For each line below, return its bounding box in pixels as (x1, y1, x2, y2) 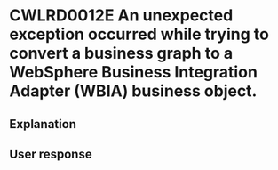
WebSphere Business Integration (9, 62, 258, 83)
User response (9, 146, 92, 161)
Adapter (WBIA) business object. (9, 81, 258, 101)
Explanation (9, 117, 77, 132)
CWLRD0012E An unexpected (9, 5, 234, 26)
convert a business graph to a (9, 44, 234, 63)
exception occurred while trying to (9, 24, 269, 45)
